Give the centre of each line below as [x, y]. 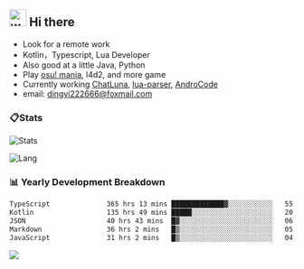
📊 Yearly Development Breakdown [87, 182]
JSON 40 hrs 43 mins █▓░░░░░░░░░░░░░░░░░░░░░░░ [141, 221]
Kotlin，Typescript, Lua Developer [86, 54]
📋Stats [26, 117]
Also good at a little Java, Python [84, 65]
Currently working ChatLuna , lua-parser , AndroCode [120, 84]
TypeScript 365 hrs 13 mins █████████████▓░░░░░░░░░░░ [141, 204]
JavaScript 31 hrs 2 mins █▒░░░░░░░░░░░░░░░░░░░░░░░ [141, 237]
